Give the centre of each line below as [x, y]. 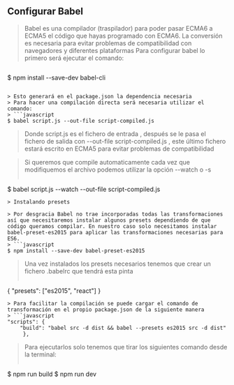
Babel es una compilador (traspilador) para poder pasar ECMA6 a [118, 28]
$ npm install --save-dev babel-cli [57, 77]
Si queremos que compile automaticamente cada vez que [107, 162]
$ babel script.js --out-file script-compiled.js [81, 121]
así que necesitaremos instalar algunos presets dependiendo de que [109, 220]
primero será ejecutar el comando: [74, 58]
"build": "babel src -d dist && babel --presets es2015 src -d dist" [123, 328]
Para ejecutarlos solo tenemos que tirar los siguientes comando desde [126, 347]
